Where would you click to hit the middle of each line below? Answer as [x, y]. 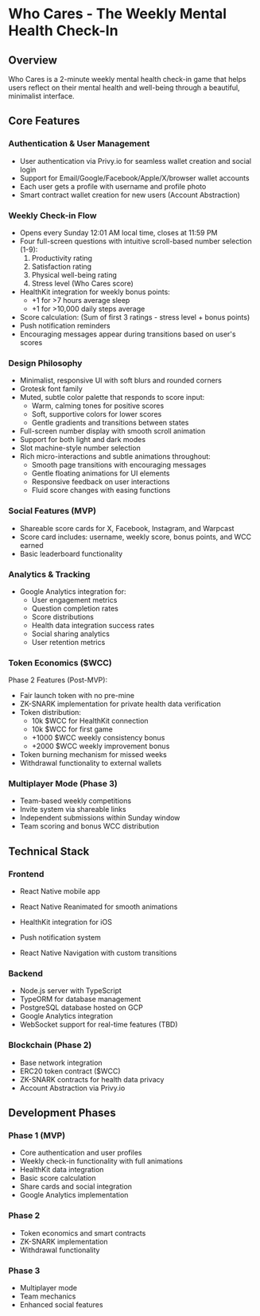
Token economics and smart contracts [83, 1233]
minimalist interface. [41, 96]
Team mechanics [48, 1296]
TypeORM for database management [80, 1000]
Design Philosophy [45, 363]
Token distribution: [50, 712]
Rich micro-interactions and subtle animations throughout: [115, 456]
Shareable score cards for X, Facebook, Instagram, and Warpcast [127, 528]
